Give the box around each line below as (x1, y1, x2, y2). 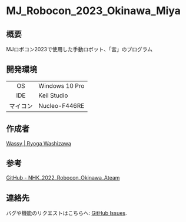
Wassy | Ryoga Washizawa (6, 140, 72, 147)
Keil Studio (38, 91, 68, 100)
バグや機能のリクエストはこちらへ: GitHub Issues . (6, 210, 128, 217)
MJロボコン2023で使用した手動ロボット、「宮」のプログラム (6, 46, 153, 52)
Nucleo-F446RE (38, 101, 85, 110)
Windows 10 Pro (38, 81, 85, 90)
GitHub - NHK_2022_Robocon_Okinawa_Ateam (6, 174, 120, 181)
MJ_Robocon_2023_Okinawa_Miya (6, 4, 181, 18)
